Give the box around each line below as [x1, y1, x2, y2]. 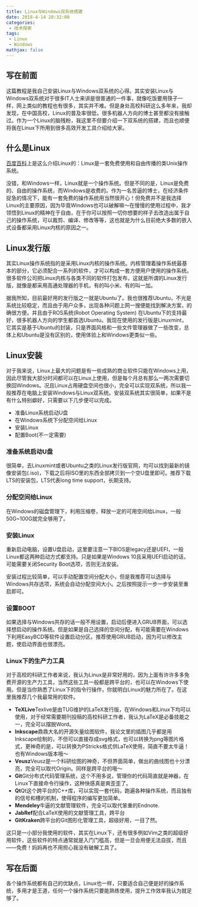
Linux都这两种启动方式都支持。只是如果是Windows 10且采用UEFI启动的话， [6, 553, 189, 560]
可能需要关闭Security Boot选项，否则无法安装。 [6, 560, 122, 567]
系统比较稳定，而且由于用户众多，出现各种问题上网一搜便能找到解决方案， [6, 302, 187, 309]
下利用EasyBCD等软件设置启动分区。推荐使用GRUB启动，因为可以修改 [6, 633, 178, 641]
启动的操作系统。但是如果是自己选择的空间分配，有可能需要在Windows [16, 626, 189, 633]
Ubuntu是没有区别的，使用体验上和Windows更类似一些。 [21, 331, 160, 338]
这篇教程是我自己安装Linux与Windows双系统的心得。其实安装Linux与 [6, 87, 174, 94]
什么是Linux [6, 143, 50, 153]
